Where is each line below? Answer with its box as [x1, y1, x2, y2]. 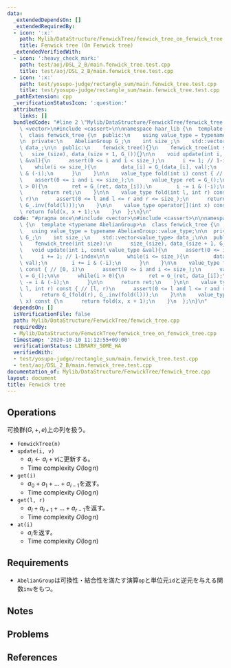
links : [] [19, 112, 48, 119]
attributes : [13, 106, 48, 113]
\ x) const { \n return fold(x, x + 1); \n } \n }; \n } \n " [19, 298, 208, 305]
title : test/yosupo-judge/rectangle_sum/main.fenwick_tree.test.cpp [19, 87, 220, 94]
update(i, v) [16, 448, 55, 455]
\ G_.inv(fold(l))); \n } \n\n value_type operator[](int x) [19, 202, 211, 209]
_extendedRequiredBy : [13, 23, 76, 30]
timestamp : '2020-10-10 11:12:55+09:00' [13, 336, 131, 343]
